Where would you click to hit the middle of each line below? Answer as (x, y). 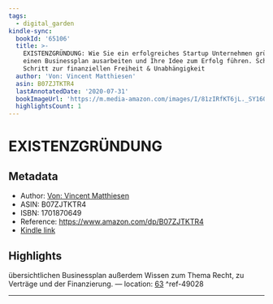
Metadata (33, 176)
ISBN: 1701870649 (51, 213)
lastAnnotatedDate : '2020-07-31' (72, 91)
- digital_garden (45, 24)
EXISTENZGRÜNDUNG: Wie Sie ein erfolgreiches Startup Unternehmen (138, 54)
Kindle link (37, 230)
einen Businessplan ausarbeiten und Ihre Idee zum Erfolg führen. (138, 62)
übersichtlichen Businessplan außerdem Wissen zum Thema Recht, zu (126, 275)
